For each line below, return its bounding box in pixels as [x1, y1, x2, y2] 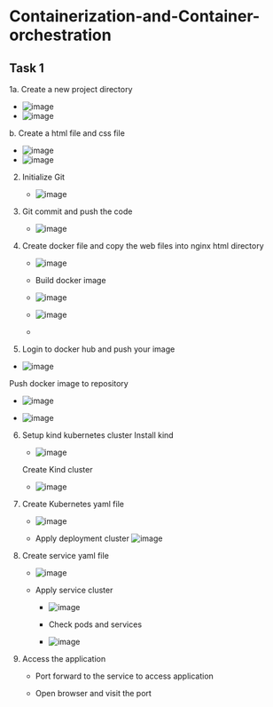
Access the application [21, 654, 106, 663]
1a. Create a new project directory [9, 84, 133, 94]
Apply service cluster [35, 584, 113, 595]
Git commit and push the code [21, 206, 133, 217]
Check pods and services [48, 619, 143, 630]
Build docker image [35, 275, 106, 285]
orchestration [9, 25, 113, 45]
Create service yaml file [21, 551, 109, 560]
